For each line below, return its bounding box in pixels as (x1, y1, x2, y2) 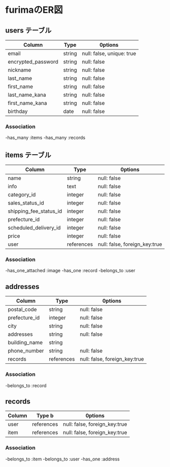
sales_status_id (8, 199, 44, 207)
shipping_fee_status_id (8, 208, 62, 215)
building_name (8, 339, 43, 346)
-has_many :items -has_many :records (5, 135, 85, 141)
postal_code (8, 306, 37, 313)
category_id (8, 191, 36, 198)
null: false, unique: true (82, 50, 136, 57)
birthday (8, 108, 28, 114)
